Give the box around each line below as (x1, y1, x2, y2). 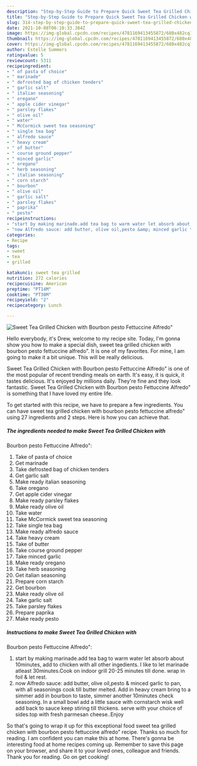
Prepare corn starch (15, 578, 64, 585)
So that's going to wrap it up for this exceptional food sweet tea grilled (6, 722, 176, 729)
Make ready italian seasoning (15, 478, 87, 485)
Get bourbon (15, 584, 46, 591)
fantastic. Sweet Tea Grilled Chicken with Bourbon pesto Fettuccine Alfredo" (6, 384, 191, 390)
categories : (6, 232, 36, 238)
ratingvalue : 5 (6, 52, 44, 58)
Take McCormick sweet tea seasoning (15, 515, 108, 522)
